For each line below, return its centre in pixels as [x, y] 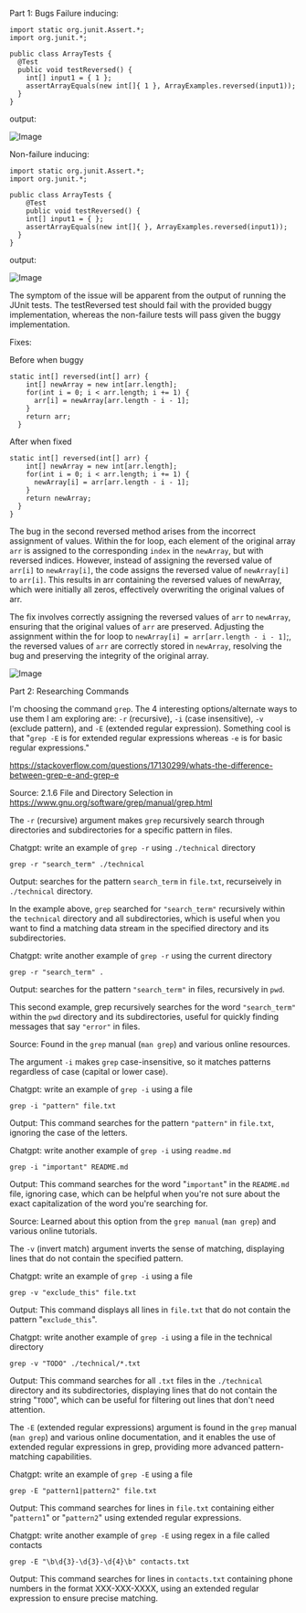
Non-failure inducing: [49, 154]
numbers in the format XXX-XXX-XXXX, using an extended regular [134, 1588]
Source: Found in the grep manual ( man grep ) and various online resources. [150, 1044]
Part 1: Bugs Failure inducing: [64, 13]
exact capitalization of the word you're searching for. [109, 1204]
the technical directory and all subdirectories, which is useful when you [145, 918]
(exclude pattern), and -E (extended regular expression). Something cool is [150, 728]
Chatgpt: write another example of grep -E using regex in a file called [140, 1535]
